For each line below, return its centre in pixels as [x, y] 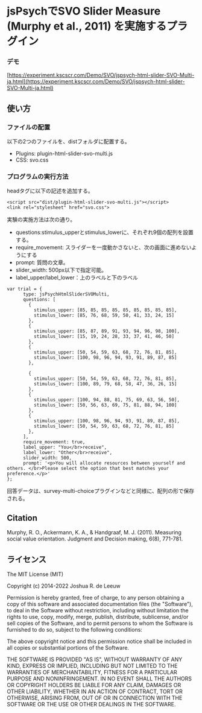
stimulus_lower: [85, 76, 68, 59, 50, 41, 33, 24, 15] [104, 315]
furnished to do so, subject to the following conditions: [74, 630]
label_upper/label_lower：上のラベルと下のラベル [77, 277]
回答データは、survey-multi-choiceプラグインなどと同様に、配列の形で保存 [101, 491]
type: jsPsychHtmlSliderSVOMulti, [66, 294]
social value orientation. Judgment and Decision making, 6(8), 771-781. [95, 539]
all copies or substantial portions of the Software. [68, 648]
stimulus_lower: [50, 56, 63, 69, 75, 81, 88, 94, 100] [105, 405]
